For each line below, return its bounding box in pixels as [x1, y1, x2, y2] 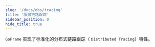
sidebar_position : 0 [5, 17, 50, 22]
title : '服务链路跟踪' [5, 12, 49, 17]
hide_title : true [5, 21, 42, 27]
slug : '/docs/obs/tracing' [5, 7, 63, 13]
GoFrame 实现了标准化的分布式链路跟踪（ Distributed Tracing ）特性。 [5, 36, 153, 42]
